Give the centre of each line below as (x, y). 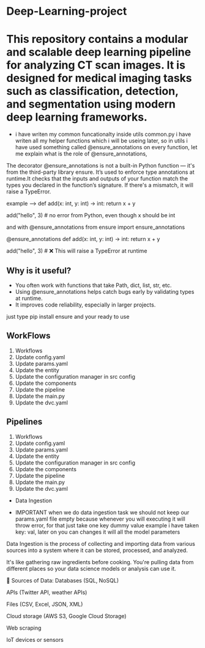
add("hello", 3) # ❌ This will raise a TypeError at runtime (77, 251)
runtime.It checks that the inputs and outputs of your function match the (97, 179)
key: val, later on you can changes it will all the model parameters (98, 532)
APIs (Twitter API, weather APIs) (47, 592)
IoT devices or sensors (35, 639)
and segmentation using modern (91, 104)
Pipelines (24, 422)
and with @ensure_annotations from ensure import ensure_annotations (96, 227)
